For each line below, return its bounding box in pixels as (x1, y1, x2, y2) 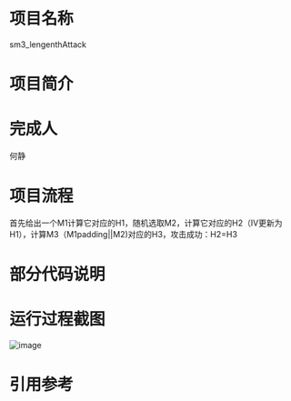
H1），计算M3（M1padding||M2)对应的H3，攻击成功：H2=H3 (9, 229, 238, 239)
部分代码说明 (9, 265, 106, 285)
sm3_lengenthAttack (9, 38, 87, 50)
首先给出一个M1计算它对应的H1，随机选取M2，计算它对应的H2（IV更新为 (9, 217, 283, 228)
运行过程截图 (9, 309, 106, 330)
